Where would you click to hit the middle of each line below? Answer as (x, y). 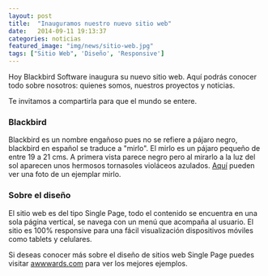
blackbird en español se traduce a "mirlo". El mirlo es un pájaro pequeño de (134, 149)
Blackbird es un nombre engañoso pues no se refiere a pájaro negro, (123, 140)
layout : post (30, 16)
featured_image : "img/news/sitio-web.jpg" (81, 46)
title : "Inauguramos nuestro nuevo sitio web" (90, 24)
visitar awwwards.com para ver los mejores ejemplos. (98, 263)
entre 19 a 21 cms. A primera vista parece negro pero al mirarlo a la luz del (132, 157)
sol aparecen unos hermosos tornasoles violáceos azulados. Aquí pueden (132, 166)
